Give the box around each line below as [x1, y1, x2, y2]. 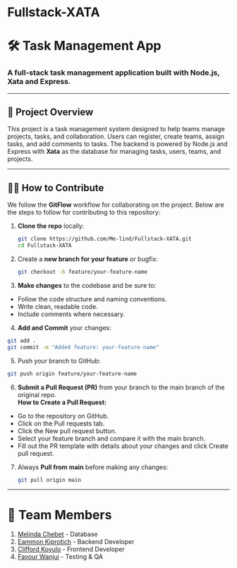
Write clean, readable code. [17, 302, 99, 310]
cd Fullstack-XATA [17, 242, 72, 249]
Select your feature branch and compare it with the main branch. [17, 434, 206, 442]
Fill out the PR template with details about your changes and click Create [17, 442, 229, 450]
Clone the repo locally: [17, 222, 85, 230]
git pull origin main [17, 476, 81, 483]
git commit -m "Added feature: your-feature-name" [7, 344, 159, 351]
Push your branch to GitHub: [17, 356, 101, 365]
